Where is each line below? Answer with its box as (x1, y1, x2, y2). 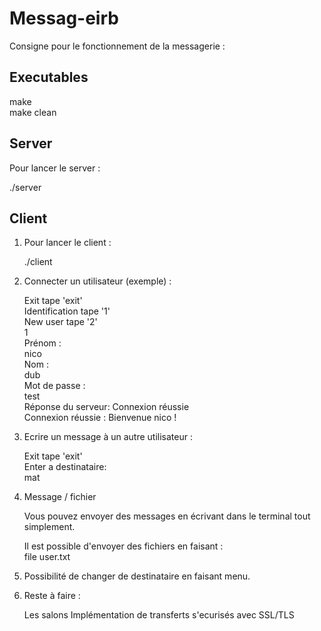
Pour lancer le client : (23, 237, 112, 249)
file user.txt (23, 551, 71, 563)
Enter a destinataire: (23, 461, 107, 473)
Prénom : (23, 337, 62, 349)
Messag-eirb (9, 7, 119, 30)
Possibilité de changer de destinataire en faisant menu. (23, 570, 251, 582)
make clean (9, 106, 57, 118)
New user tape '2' (23, 316, 98, 328)
